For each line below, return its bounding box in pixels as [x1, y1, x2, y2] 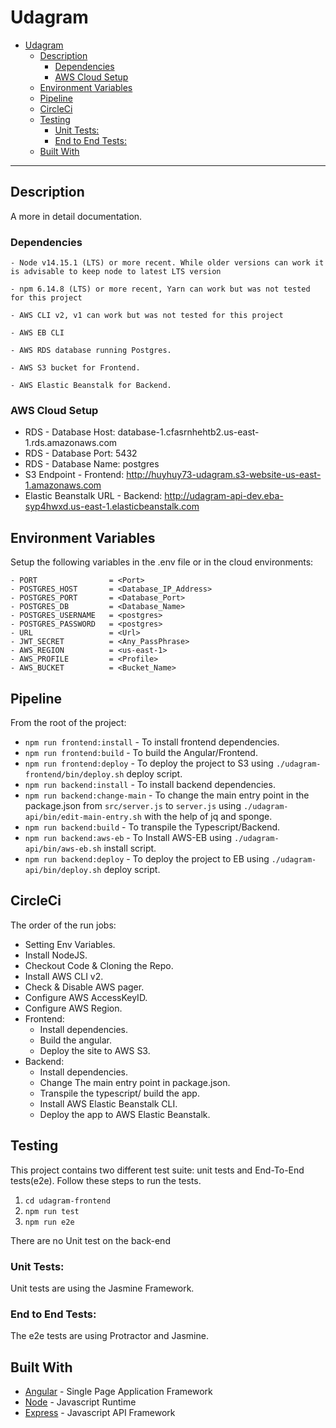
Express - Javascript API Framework [24, 1407, 176, 1418]
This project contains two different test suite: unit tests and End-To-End [10, 1164, 305, 1176]
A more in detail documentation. [10, 210, 143, 222]
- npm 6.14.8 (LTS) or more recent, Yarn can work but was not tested [10, 284, 311, 295]
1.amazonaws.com [24, 479, 102, 491]
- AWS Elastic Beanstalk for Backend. [10, 381, 172, 391]
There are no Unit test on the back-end [10, 1234, 171, 1246]
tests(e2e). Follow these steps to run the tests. [10, 1174, 202, 1186]
